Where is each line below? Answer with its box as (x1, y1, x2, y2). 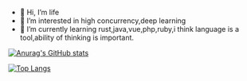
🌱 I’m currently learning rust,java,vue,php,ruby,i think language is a (19, 25, 240, 33)
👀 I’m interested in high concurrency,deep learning (19, 16, 186, 25)
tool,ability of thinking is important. (19, 33, 134, 42)
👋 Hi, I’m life (19, 8, 60, 17)
